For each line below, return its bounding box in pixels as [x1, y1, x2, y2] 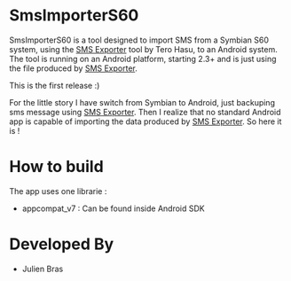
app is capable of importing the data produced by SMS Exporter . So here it [9, 116, 282, 127]
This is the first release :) [9, 80, 100, 90]
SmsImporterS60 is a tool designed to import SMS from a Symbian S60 [9, 35, 269, 45]
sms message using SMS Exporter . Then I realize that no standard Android [9, 106, 281, 117]
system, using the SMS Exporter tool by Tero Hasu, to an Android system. [9, 43, 278, 54]
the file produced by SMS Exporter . [9, 63, 138, 74]
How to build [9, 157, 104, 177]
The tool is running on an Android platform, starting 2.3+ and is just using [9, 53, 277, 64]
